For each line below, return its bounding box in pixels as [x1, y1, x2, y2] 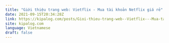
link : [5, 16, 17, 21]
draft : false [5, 30, 33, 35]
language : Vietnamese [5, 26, 51, 31]
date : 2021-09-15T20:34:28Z [5, 12, 64, 17]
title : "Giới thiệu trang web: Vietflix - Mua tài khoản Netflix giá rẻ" [5, 7, 163, 12]
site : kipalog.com [5, 21, 44, 26]
